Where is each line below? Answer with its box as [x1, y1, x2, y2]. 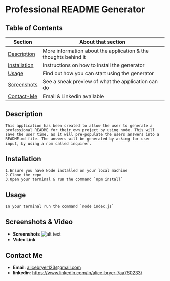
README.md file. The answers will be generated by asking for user [5, 136, 151, 142]
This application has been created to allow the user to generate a [5, 123, 153, 128]
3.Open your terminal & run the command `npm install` [5, 177, 123, 182]
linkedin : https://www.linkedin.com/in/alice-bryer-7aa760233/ [12, 270, 143, 276]
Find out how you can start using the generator [42, 70, 154, 77]
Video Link [12, 237, 36, 243]
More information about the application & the [42, 47, 149, 54]
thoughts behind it [42, 54, 86, 60]
